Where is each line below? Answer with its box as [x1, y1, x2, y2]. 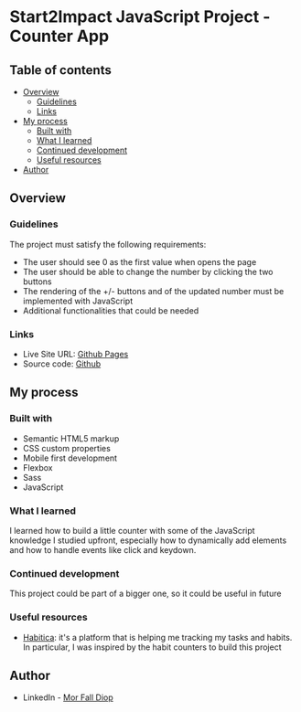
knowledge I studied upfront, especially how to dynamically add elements [9, 535, 287, 546]
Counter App [9, 26, 110, 47]
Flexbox [22, 462, 53, 473]
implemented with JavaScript [22, 295, 134, 306]
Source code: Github [22, 358, 102, 369]
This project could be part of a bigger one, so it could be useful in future [9, 588, 282, 600]
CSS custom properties [22, 442, 112, 453]
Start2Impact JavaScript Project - [9, 6, 271, 27]
